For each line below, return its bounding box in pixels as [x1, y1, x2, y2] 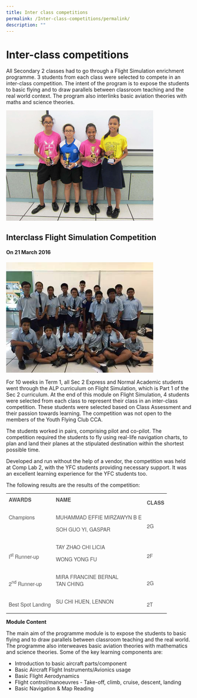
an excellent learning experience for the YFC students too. [6, 470, 148, 477]
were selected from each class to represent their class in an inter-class [6, 397, 178, 404]
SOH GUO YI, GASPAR [55, 526, 111, 534]
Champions [8, 513, 35, 521]
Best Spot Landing [8, 600, 51, 609]
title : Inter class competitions [6, 9, 88, 15]
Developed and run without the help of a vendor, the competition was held [6, 457, 186, 464]
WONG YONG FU [55, 555, 97, 563]
